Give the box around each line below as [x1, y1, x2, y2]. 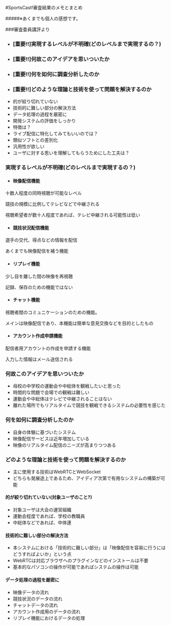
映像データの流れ [12, 589, 49, 595]
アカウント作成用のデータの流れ [12, 609, 81, 615]
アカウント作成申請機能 [12, 333, 63, 339]
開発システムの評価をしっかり [12, 118, 76, 124]
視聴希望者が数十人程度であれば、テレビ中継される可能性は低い [5, 212, 140, 218]
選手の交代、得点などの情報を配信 [5, 237, 78, 243]
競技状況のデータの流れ [12, 596, 63, 602]
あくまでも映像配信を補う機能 [5, 248, 68, 254]
